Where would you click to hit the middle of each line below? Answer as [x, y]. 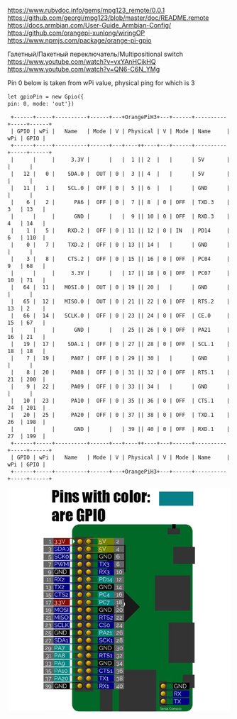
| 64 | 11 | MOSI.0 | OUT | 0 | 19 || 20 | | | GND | [120, 287]
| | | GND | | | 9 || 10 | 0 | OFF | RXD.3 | [120, 216]
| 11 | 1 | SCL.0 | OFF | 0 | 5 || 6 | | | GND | [120, 188]
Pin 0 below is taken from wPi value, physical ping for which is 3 [101, 83]
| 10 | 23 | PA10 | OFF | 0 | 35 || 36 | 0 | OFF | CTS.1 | [120, 401]
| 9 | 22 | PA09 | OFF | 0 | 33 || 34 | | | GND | [120, 386]
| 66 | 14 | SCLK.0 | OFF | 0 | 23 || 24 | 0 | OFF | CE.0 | [120, 316]
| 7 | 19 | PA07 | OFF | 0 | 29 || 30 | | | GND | [120, 358]
